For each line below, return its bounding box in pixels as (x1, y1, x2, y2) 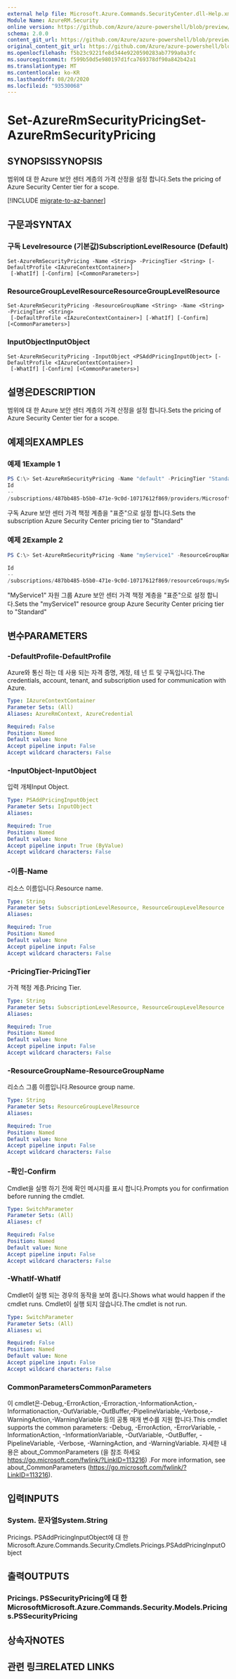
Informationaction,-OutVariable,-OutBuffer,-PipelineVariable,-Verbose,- (7, 1407, 213, 1415)
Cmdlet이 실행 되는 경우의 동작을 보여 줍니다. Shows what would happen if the (7, 1291, 226, 1299)
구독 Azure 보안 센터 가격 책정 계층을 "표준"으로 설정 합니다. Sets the (7, 508, 196, 517)
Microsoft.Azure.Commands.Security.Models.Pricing (41, 1602, 228, 1612)
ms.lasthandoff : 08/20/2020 (7, 75, 90, 83)
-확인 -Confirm (7, 1166, 56, 1176)
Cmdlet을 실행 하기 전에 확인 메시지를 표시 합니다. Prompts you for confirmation (7, 1184, 229, 1192)
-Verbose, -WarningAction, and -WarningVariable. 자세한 (57, 1439, 220, 1448)
